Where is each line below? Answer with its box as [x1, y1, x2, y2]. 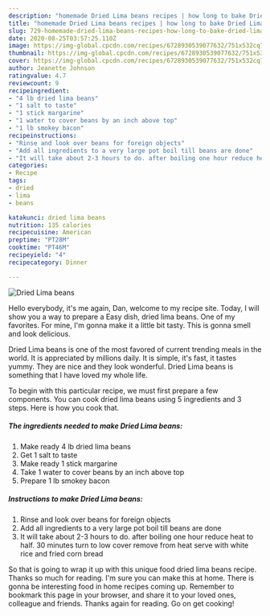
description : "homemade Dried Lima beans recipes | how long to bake [8, 11, 247, 20]
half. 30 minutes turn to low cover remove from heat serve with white [19, 540, 249, 550]
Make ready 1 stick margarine [19, 458, 118, 468]
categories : [8, 162, 48, 170]
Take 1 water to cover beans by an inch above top [19, 467, 185, 477]
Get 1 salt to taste [19, 450, 78, 460]
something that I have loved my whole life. [8, 370, 148, 379]
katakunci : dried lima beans [8, 213, 106, 221]
